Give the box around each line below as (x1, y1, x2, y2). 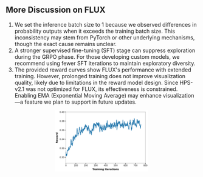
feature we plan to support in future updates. (24, 98, 137, 105)
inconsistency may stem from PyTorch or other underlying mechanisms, (14, 33, 195, 41)
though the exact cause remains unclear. (14, 40, 117, 47)
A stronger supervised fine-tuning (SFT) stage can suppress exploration (14, 47, 196, 54)
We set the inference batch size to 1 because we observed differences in (14, 21, 197, 28)
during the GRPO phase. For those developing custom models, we (14, 53, 180, 60)
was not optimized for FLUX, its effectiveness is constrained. (26, 85, 178, 93)
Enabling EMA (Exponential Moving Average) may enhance (14, 92, 162, 99)
